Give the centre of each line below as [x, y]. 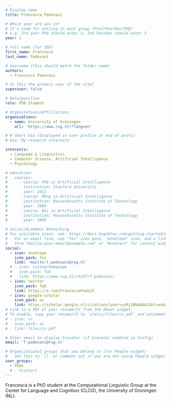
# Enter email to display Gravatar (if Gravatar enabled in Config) [79, 338]
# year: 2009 [26, 206]
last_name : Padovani [27, 56]
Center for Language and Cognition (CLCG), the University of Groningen [81, 390]
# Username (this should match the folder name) [58, 66]
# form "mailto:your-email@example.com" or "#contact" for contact [81, 243]
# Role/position [22, 99]
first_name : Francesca [29, 52]
